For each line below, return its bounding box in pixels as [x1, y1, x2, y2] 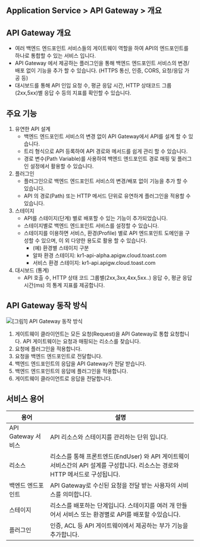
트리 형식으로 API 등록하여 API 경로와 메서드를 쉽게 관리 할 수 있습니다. [23, 148, 188, 155]
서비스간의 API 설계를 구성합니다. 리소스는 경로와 [49, 461, 179, 469]
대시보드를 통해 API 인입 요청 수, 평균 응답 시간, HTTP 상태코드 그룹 [14, 82, 172, 89]
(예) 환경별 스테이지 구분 [32, 245, 89, 252]
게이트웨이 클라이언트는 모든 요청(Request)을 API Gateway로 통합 [14, 330, 169, 337]
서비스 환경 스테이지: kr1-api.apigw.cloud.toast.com [32, 260, 156, 267]
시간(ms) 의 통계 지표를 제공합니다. [23, 282, 105, 289]
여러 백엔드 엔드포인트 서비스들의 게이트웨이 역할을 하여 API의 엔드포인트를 [14, 45, 189, 52]
